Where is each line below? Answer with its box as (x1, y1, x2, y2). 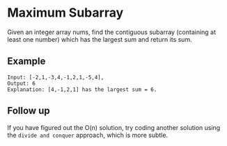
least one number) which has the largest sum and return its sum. (7, 35, 193, 43)
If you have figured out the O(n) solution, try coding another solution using (7, 123, 221, 131)
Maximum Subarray (7, 5, 124, 21)
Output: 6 (7, 80, 36, 87)
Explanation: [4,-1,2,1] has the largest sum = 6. (7, 86, 157, 93)
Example (7, 56, 46, 67)
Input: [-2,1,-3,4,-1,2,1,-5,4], (7, 74, 104, 81)
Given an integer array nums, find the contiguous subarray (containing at (7, 28, 217, 36)
